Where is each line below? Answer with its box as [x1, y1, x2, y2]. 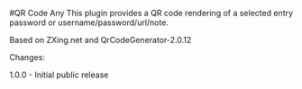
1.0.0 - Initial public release [9, 69, 109, 80]
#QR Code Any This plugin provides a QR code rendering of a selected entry [9, 8, 294, 18]
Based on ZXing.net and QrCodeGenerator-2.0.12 [9, 35, 192, 45]
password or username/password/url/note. [9, 17, 169, 28]
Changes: [9, 52, 45, 62]
